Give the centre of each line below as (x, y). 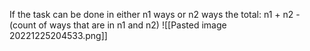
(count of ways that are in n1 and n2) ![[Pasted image (118, 25)
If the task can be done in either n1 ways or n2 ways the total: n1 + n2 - (155, 14)
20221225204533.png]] (58, 35)
